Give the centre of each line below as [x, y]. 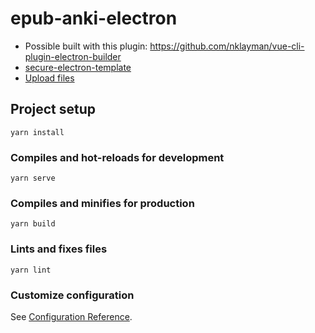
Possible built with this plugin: [86, 46]
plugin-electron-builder [73, 56]
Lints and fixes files [59, 249]
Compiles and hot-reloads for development [117, 157]
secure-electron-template [78, 67]
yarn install [37, 132]
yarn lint [31, 270]
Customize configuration [72, 295]
